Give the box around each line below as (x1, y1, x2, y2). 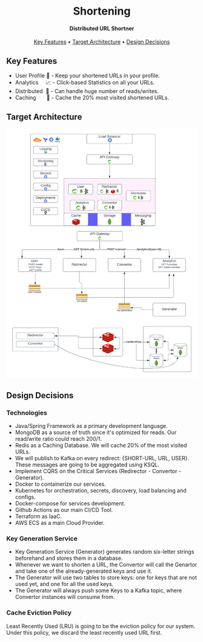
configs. (15, 493, 36, 500)
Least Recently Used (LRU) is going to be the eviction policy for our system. (6, 622, 196, 630)
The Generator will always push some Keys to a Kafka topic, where (15, 587, 182, 594)
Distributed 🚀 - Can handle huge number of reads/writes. (15, 88, 159, 95)
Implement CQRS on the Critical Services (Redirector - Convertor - (15, 467, 182, 475)
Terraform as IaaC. (15, 513, 62, 520)
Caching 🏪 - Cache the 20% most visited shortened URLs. (15, 94, 170, 102)
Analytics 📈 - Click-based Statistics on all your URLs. (15, 79, 155, 86)
